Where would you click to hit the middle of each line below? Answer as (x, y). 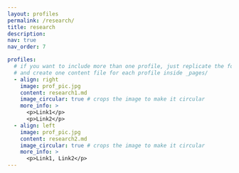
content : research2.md (54, 139)
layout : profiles (33, 14)
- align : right (36, 79)
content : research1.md (54, 93)
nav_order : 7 (27, 47)
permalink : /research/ (41, 21)
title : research (31, 27)
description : (27, 34)
